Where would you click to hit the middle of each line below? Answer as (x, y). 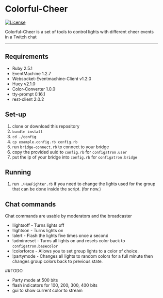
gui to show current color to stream (47, 290)
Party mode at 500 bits (35, 280)
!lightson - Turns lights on (38, 231)
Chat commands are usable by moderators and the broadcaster (68, 216)
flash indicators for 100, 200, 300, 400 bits (55, 285)
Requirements (27, 57)
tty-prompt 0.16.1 (29, 94)
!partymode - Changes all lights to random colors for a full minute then (82, 256)
